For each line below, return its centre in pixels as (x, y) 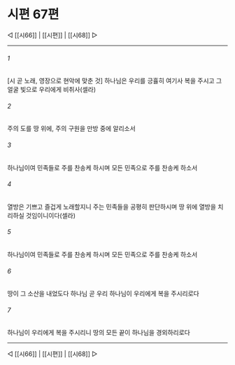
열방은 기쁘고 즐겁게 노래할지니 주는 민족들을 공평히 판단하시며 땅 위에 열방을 (112, 207)
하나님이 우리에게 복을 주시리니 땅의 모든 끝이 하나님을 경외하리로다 (99, 333)
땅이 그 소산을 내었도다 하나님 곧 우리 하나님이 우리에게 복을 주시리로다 (103, 294)
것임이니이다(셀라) (50, 215)
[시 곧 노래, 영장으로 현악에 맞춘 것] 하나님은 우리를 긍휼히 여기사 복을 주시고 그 (115, 81)
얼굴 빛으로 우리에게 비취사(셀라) (52, 90)
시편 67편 (33, 14)
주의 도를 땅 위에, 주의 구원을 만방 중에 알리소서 (72, 129)
